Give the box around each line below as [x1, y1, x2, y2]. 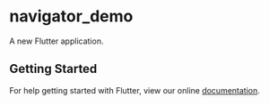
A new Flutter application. [9, 36, 104, 46]
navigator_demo [9, 6, 134, 27]
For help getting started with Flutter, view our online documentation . [9, 85, 260, 95]
